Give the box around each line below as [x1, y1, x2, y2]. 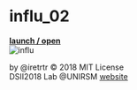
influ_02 [9, 6, 70, 26]
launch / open [9, 35, 61, 46]
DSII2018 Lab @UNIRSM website [9, 71, 128, 81]
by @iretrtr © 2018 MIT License [9, 62, 125, 72]
